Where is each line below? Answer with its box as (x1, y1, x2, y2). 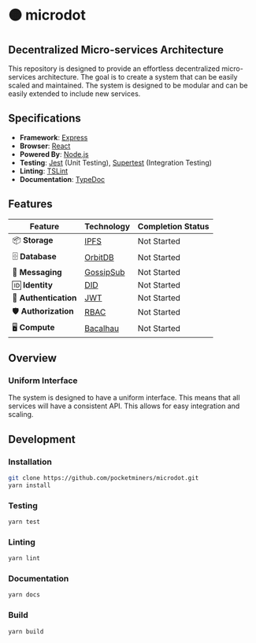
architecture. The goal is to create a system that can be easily (37, 72, 238, 81)
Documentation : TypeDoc (19, 174, 106, 184)
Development (8, 433, 76, 446)
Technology (84, 221, 131, 232)
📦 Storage (12, 234, 54, 245)
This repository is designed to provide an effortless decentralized (8, 64, 221, 73)
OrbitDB (84, 252, 114, 263)
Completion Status (137, 221, 210, 232)
